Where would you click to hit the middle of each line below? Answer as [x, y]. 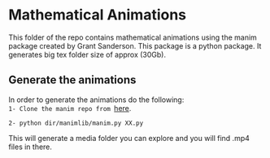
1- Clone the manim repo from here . [70, 108]
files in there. [30, 147]
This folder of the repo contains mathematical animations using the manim [133, 37]
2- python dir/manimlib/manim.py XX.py [76, 123]
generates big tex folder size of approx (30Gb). [87, 54]
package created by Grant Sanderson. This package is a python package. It [135, 45]
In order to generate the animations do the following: [96, 100]
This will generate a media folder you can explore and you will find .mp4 [129, 138]
